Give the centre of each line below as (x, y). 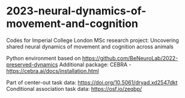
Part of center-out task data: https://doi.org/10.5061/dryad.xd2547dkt (92, 82)
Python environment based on (44, 58)
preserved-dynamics (32, 65)
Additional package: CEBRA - (95, 65)
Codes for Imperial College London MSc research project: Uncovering (92, 40)
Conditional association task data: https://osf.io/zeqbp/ (74, 88)
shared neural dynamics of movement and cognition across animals (90, 47)
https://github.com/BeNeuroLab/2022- (130, 58)
